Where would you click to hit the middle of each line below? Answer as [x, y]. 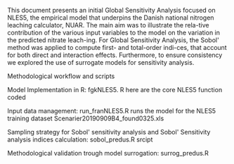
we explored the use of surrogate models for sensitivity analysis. [101, 62]
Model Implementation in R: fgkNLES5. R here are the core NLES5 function [115, 90]
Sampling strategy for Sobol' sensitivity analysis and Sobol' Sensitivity [109, 132]
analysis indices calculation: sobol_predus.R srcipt [80, 139]
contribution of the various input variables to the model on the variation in [113, 32]
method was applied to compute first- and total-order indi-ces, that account [117, 48]
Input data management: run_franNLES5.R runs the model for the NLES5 [112, 111]
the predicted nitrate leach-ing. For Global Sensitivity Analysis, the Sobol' [113, 40]
